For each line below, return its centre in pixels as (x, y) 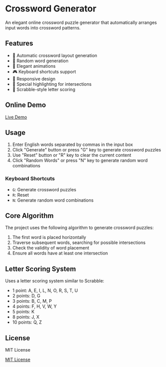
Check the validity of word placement (51, 248)
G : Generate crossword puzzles (44, 189)
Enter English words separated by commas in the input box (73, 144)
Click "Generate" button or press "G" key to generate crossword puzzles (87, 150)
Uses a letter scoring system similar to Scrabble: (55, 281)
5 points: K (23, 312)
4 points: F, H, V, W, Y (35, 306)
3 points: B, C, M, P (32, 301)
